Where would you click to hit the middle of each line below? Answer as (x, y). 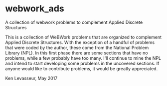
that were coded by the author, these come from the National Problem (77, 47)
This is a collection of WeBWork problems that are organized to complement (83, 37)
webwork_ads (35, 9)
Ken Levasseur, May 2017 (31, 78)
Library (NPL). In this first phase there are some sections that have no (77, 53)
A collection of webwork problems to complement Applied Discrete (74, 22)
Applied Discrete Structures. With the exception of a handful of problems (80, 42)
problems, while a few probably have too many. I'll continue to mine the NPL (83, 58)
